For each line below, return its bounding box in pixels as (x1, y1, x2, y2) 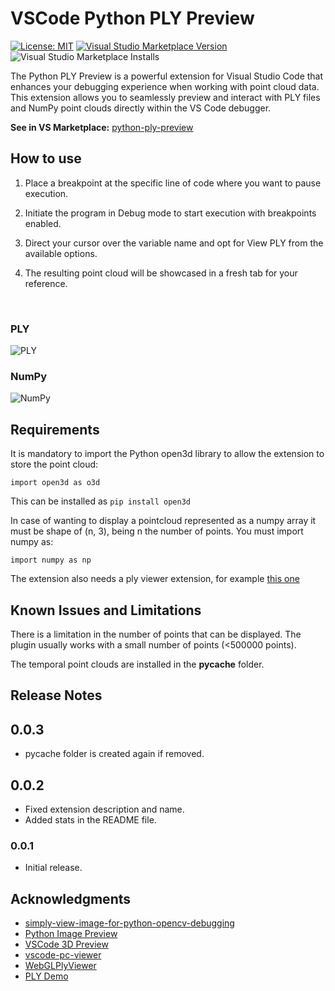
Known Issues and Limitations (10, 602, 202, 619)
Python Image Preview (24, 928, 118, 940)
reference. (24, 277, 68, 289)
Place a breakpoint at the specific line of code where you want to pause (24, 177, 322, 189)
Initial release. (24, 862, 83, 874)
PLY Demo (24, 970, 69, 982)
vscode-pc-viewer (24, 949, 102, 961)
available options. (24, 247, 98, 259)
